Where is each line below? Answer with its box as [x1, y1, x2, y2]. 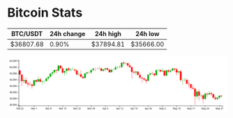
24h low [135, 30, 160, 38]
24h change [50, 30, 86, 38]
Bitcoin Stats [7, 5, 83, 21]
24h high [94, 30, 122, 38]
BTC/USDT [11, 30, 43, 38]
